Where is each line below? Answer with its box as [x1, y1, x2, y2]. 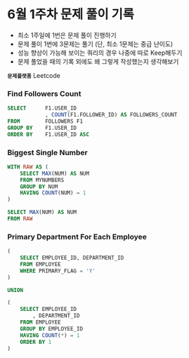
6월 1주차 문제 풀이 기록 [7, 6, 135, 22]
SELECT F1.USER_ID [7, 105, 77, 112]
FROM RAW [7, 216, 33, 223]
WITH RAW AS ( [7, 163, 49, 171]
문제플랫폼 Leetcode [7, 71, 61, 79]
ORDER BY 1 [20, 338, 52, 345]
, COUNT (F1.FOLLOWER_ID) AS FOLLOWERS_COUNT [44, 112, 178, 119]
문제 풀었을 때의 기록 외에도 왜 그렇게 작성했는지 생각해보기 [17, 57, 179, 65]
